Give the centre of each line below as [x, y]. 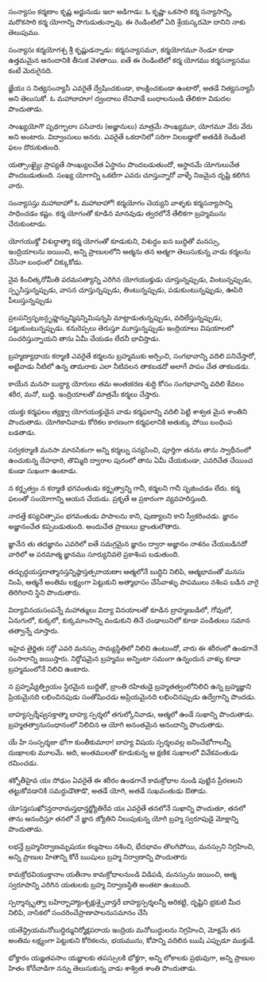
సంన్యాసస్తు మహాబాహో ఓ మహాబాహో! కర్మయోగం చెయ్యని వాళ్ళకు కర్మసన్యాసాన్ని [120, 203]
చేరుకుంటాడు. [28, 223]
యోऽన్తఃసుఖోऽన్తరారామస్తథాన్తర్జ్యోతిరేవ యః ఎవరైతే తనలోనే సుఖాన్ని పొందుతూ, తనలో [127, 808]
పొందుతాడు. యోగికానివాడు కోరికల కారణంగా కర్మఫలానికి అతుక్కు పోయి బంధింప [120, 422]
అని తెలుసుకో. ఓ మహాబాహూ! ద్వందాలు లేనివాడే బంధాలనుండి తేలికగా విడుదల [120, 98]
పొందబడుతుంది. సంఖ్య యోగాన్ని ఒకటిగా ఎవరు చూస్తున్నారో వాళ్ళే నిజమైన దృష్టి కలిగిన [129, 175]
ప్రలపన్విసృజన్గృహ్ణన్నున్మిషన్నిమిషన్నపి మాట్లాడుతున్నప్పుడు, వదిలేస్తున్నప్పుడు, [115, 318]
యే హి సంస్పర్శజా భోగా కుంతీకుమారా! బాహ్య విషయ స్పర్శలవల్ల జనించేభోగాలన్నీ [120, 742]
